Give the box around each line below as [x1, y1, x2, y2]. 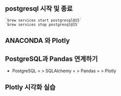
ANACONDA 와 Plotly [5, 37, 70, 45]
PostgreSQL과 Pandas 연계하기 [5, 55, 98, 63]
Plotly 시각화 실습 [5, 83, 56, 92]
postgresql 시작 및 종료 [5, 4, 73, 13]
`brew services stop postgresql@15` [5, 22, 80, 27]
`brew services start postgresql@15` [5, 18, 82, 23]
